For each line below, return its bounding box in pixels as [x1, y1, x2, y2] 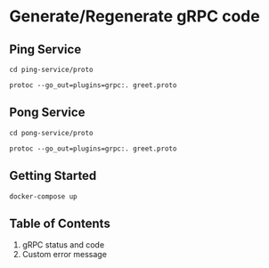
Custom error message [21, 249, 107, 260]
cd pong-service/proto [9, 128, 94, 137]
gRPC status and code [21, 240, 105, 250]
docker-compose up [9, 191, 77, 201]
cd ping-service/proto [9, 65, 94, 74]
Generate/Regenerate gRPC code [9, 6, 260, 27]
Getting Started [9, 168, 97, 183]
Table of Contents [9, 216, 111, 231]
